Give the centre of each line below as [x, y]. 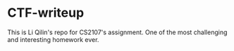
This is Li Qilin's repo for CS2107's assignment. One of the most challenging [117, 32]
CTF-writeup [46, 13]
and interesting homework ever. [53, 39]
